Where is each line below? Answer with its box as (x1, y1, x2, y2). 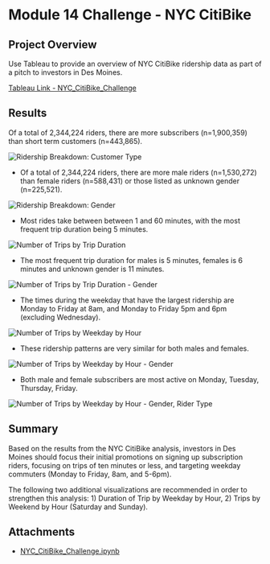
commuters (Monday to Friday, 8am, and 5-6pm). (8, 469, 172, 479)
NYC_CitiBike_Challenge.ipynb (19, 546, 121, 556)
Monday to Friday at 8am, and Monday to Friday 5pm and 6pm (19, 303, 227, 313)
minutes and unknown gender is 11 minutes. (19, 264, 165, 274)
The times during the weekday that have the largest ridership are (19, 295, 235, 305)
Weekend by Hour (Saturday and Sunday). (8, 501, 149, 512)
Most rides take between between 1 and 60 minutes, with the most (19, 216, 241, 225)
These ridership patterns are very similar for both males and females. (19, 344, 249, 353)
